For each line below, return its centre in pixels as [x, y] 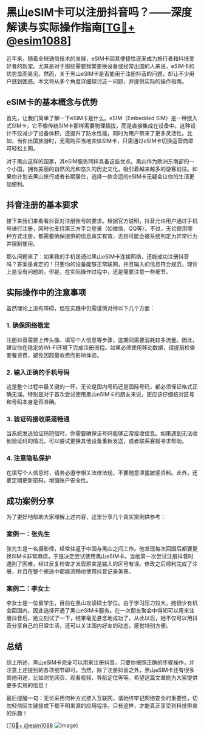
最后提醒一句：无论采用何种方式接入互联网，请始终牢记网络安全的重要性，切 [102, 698]
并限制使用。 [22, 243]
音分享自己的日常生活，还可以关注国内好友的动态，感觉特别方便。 [89, 625]
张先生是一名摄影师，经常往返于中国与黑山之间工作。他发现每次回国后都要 [99, 548]
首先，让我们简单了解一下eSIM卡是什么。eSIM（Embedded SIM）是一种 [97, 118]
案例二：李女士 [28, 588]
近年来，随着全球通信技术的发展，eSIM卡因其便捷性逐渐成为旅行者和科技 [98, 58]
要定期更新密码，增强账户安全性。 [49, 480]
